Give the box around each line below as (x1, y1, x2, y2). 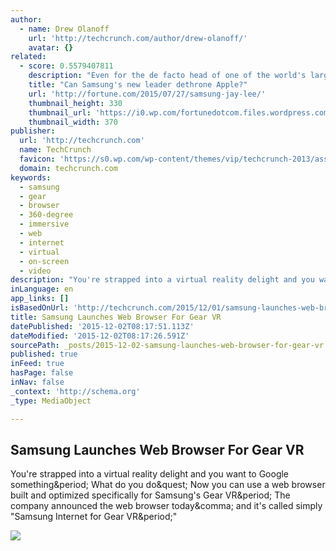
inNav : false (10, 377, 65, 387)
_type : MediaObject (10, 396, 92, 406)
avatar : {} (28, 42, 74, 53)
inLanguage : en (10, 284, 74, 295)
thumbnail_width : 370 (28, 117, 118, 127)
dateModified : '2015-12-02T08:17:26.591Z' (10, 331, 190, 341)
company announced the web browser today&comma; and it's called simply (10, 500, 323, 512)
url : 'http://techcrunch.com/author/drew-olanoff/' (28, 33, 248, 43)
